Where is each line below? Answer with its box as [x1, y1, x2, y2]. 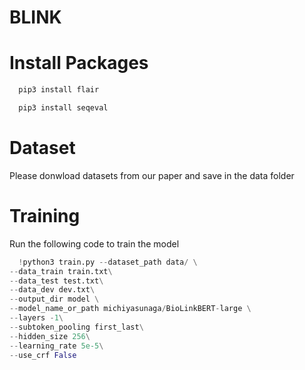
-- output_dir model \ [9, 294, 100, 305]
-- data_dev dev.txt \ [9, 285, 96, 295]
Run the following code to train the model [9, 237, 180, 250]
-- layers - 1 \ [9, 313, 64, 323]
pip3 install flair [18, 85, 100, 95]
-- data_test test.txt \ [9, 276, 104, 286]
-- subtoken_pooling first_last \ [9, 322, 144, 332]
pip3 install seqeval [18, 103, 109, 113]
